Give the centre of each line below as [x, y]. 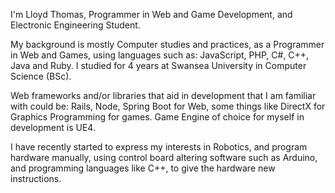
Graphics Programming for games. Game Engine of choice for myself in [157, 117]
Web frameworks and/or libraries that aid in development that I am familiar [163, 95]
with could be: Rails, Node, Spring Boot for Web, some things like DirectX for [168, 106]
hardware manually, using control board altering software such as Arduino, [164, 157]
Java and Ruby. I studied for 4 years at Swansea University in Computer [158, 65]
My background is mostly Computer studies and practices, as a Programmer [167, 44]
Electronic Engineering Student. [75, 25]
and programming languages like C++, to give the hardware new [143, 168]
